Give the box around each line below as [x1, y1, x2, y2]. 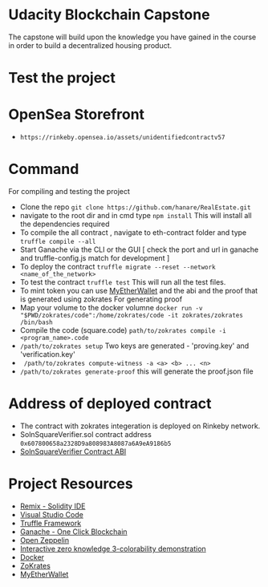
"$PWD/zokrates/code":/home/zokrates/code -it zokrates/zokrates [19, 311, 243, 319]
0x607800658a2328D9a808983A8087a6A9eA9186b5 [19, 439, 172, 447]
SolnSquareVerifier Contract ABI [19, 447, 127, 456]
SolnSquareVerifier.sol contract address [19, 429, 152, 439]
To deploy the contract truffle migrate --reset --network [19, 262, 216, 271]
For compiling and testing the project [8, 187, 131, 196]
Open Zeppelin [19, 535, 70, 544]
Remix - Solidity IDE [19, 501, 86, 511]
